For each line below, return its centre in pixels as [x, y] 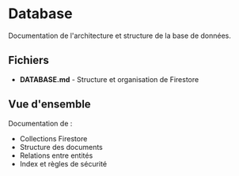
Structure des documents [61, 147]
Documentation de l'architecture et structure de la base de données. [120, 36]
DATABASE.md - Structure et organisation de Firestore [109, 79]
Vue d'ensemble [49, 105]
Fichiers [28, 60]
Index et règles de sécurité [63, 163]
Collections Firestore [53, 138]
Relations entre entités [56, 155]
